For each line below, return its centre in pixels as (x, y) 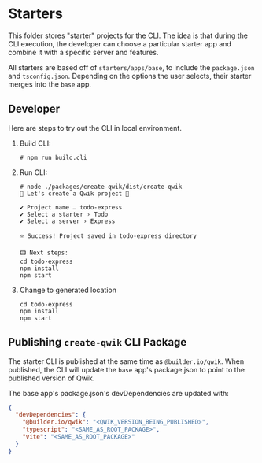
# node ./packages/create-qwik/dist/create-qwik (101, 187)
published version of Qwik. (52, 378)
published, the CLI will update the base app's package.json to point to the (127, 369)
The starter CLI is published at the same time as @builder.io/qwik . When (126, 361)
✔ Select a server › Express (67, 221)
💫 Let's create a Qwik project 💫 (74, 194)
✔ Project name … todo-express (71, 207)
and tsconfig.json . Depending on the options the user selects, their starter (130, 76)
